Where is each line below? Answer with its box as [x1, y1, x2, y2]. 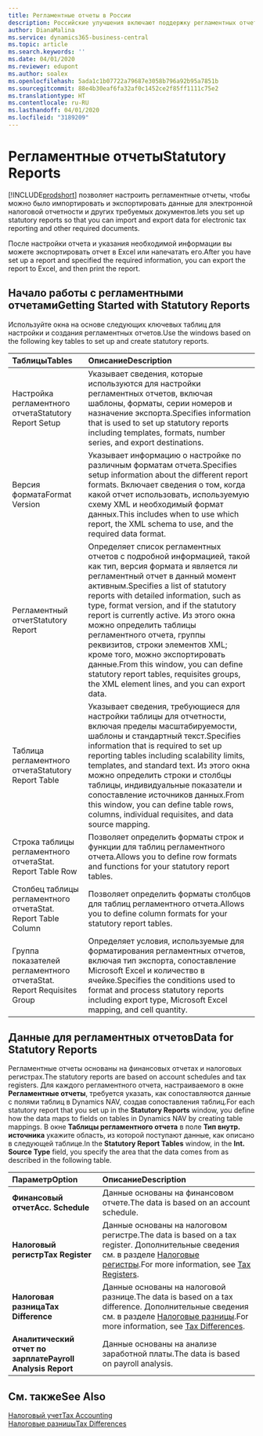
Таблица [12, 745, 45, 756]
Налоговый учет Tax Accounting [8, 1411, 113, 1420]
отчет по [12, 1343, 47, 1354]
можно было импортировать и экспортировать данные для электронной [8, 198, 253, 208]
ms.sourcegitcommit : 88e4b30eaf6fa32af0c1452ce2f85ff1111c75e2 [8, 84, 219, 93]
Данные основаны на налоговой [102, 1281, 226, 1292]
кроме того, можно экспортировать [88, 649, 225, 660]
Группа [12, 945, 39, 956]
